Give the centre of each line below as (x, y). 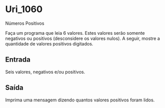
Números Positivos (25, 23)
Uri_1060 (24, 9)
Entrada (18, 60)
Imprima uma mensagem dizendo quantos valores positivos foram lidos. (80, 100)
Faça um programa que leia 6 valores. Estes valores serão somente (75, 33)
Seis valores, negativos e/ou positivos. (45, 72)
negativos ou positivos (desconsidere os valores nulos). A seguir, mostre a (83, 38)
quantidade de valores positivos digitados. (49, 43)
